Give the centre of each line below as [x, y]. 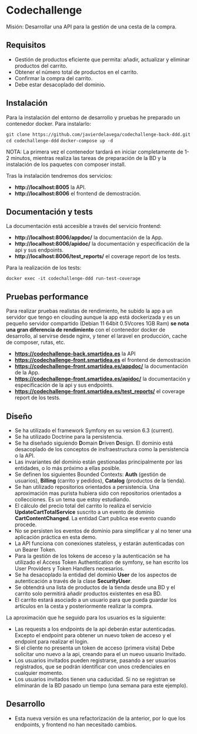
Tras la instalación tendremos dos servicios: [59, 175]
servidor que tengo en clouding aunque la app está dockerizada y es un [93, 317]
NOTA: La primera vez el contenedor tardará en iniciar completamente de [95, 152]
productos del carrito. [41, 66]
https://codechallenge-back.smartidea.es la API [75, 354]
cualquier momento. [39, 673]
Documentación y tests [49, 212]
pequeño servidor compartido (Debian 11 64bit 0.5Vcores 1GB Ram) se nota [98, 324]
